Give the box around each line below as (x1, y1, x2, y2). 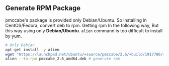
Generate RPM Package (5, 4, 81, 12)
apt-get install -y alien (5, 47, 59, 52)
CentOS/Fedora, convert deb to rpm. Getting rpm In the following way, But (5, 22, 159, 28)
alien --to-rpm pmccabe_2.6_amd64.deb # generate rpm (5, 57, 121, 62)
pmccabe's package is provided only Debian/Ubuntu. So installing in (5, 17, 147, 23)
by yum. (5, 33, 22, 39)
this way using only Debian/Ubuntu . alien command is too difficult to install (5, 27, 162, 34)
